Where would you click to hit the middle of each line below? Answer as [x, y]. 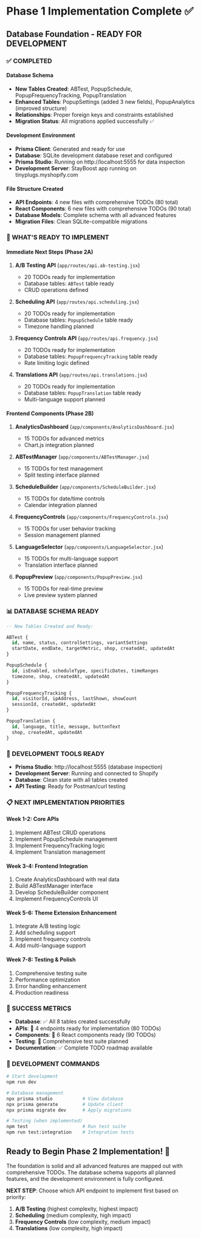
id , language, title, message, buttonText [66, 727]
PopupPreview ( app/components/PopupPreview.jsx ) [79, 577]
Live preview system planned [61, 595]
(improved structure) [41, 108]
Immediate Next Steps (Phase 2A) [50, 252]
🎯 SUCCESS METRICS [39, 1008]
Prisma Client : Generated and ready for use [70, 149]
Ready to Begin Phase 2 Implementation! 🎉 [88, 1151]
